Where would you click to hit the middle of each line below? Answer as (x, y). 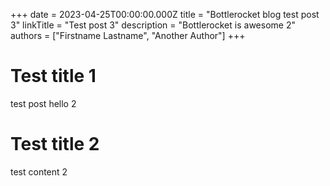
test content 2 (39, 171)
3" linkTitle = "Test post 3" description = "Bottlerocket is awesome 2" (153, 25)
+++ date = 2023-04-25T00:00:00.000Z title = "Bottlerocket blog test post (165, 14)
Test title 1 (53, 76)
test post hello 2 (43, 103)
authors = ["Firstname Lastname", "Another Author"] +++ (128, 35)
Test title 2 (55, 144)
